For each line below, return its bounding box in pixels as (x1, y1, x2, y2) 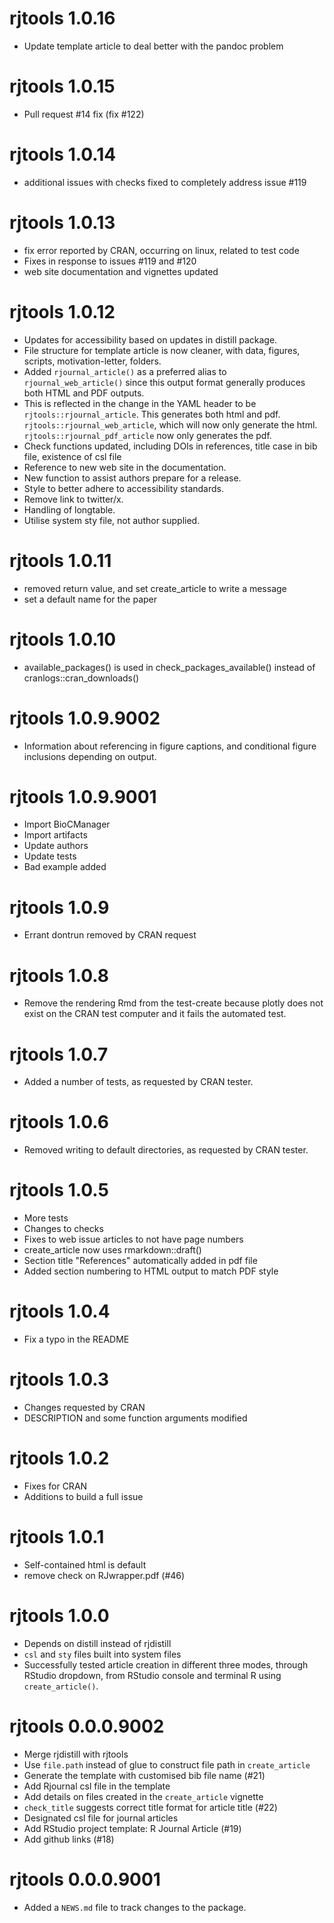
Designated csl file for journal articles (23, 1812, 179, 1824)
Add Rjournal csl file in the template (23, 1780, 171, 1792)
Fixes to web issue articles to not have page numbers (23, 1233, 244, 1246)
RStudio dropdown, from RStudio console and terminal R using (23, 1669, 282, 1681)
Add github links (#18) (23, 1833, 115, 1845)
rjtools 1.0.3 (9, 1368, 110, 1391)
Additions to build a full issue (23, 1490, 144, 1502)
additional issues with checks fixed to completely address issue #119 (23, 176, 307, 188)
